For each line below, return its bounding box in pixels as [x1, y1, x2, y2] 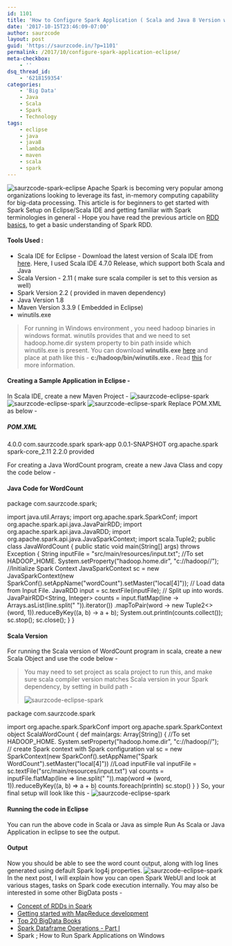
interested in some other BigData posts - [7, 888, 123, 897]
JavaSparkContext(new [7, 572, 75, 580]
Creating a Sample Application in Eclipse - [7, 377, 130, 385]
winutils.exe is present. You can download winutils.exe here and [23, 346, 209, 354]
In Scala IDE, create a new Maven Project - [7, 392, 129, 400]
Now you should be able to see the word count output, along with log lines [7, 859, 219, 867]
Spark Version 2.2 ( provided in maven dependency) [17, 288, 166, 296]
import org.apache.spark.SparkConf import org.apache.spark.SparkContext [7, 723, 223, 731]
